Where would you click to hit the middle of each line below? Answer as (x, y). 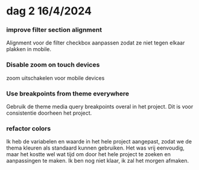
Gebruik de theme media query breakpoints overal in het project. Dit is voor (100, 107)
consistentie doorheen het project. (49, 113)
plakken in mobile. (29, 49)
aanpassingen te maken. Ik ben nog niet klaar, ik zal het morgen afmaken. (97, 161)
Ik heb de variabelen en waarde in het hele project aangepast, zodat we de (99, 142)
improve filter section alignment (54, 30)
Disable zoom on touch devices (53, 65)
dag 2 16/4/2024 (49, 11)
